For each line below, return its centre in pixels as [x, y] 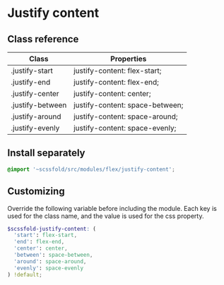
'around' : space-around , [50, 261]
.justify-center [35, 93]
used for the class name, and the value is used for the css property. [106, 216]
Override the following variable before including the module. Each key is [112, 208]
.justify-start [32, 71]
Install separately [46, 153]
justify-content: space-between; [128, 105]
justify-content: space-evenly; [125, 128]
